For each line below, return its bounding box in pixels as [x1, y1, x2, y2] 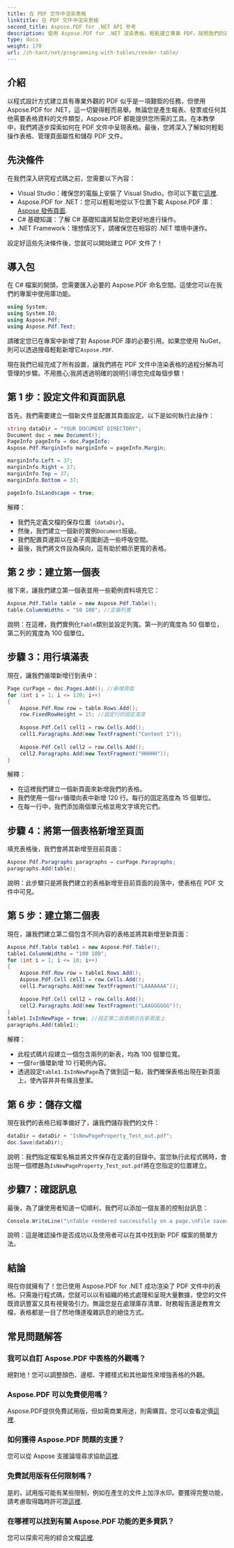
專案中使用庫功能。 [19, 289, 75, 298]
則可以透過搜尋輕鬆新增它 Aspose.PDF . [7, 345, 114, 354]
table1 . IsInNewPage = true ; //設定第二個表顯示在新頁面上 [7, 1015, 166, 1022]
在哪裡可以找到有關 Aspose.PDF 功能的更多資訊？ [7, 1516, 175, 1526]
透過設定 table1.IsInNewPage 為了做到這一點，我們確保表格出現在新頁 [17, 1067, 214, 1076]
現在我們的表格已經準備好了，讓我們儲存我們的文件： [7, 1118, 160, 1127]
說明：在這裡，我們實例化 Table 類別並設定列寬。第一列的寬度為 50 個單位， [7, 620, 223, 629]
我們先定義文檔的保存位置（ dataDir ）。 [17, 518, 128, 526]
